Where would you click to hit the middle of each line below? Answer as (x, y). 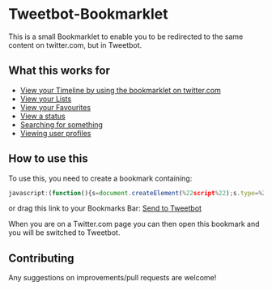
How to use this (49, 159)
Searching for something (62, 124)
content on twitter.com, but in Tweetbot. (75, 45)
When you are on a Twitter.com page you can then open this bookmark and (134, 224)
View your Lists (46, 99)
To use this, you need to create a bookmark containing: (100, 178)
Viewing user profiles (55, 133)
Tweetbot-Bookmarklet (88, 14)
